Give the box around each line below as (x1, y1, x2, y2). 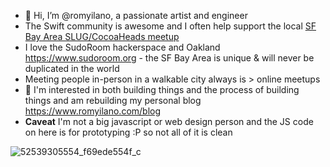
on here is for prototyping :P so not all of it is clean (24, 126, 233, 138)
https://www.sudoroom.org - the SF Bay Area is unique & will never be (24, 52, 315, 64)
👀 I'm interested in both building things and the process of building (24, 84, 300, 95)
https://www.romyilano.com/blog (24, 105, 162, 117)
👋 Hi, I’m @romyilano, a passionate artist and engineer (24, 10, 248, 21)
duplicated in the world (24, 63, 120, 74)
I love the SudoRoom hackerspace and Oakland (24, 41, 221, 53)
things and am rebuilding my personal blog (24, 95, 202, 106)
